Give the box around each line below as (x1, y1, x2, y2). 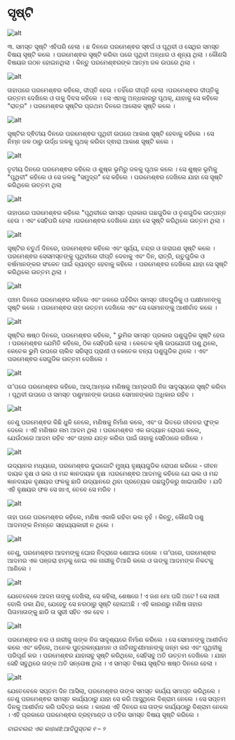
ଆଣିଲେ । (7, 564, 32, 572)
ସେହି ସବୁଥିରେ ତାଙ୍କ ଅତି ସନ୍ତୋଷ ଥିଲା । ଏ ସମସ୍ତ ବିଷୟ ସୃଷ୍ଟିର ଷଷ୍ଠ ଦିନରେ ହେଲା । (7, 658, 217, 667)
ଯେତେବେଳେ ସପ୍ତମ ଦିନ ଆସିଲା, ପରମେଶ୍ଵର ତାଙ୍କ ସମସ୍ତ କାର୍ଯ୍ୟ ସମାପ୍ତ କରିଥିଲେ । (7, 687, 220, 695)
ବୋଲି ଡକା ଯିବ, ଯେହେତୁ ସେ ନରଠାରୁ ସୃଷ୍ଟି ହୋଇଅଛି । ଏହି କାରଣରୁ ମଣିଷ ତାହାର (7, 599, 203, 608)
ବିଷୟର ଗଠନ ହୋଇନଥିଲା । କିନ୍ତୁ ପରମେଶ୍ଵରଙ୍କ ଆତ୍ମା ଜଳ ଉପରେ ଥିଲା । (7, 58, 195, 66)
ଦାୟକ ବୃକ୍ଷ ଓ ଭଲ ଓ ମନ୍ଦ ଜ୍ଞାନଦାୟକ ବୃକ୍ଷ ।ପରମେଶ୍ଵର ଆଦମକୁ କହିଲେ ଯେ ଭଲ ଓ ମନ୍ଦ (7, 469, 219, 477)
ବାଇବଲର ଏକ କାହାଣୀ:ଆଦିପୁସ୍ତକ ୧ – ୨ (7, 724, 106, 732)
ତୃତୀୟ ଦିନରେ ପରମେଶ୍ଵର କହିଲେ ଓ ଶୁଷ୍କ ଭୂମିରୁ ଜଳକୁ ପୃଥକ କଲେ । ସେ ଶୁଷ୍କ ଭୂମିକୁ (7, 164, 217, 173)
